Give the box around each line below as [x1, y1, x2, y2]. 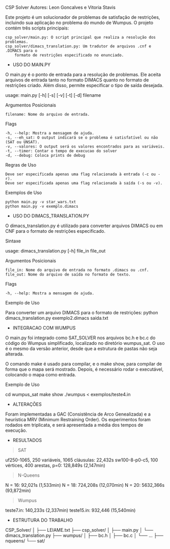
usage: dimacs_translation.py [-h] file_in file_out [5, 248, 106, 254]
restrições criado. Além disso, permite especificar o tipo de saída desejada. [5, 83, 164, 88]
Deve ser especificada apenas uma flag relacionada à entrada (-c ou [5, 172, 156, 177]
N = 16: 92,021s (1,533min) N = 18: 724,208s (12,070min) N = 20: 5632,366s [5, 482, 165, 488]
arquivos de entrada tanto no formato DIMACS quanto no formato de [5, 77, 149, 83]
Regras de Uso [5, 162, 37, 168]
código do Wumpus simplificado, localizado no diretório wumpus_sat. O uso [5, 340, 165, 346]
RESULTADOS [12, 437, 42, 443]
